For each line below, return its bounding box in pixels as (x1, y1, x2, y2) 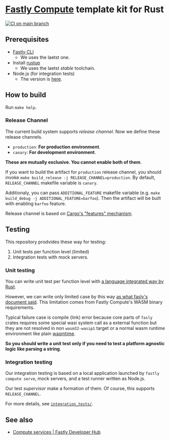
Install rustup (12, 60, 40, 66)
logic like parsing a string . (5, 346, 61, 352)
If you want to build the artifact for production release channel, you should (5, 169, 162, 175)
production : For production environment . (12, 144, 101, 150)
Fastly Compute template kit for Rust (5, 4, 164, 15)
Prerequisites (5, 35, 49, 44)
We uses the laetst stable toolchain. (20, 65, 95, 71)
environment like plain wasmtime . (5, 330, 76, 337)
